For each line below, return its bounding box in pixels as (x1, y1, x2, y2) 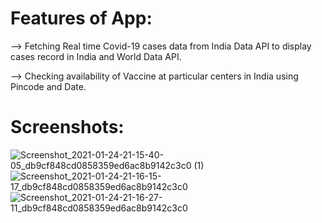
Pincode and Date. (10, 80, 87, 92)
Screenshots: (10, 116, 125, 139)
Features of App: (10, 7, 153, 30)
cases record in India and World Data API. (10, 50, 182, 62)
